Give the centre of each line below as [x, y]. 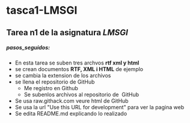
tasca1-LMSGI [42, 10]
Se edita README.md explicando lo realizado [71, 113]
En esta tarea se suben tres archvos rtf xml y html [77, 63]
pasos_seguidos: [28, 48]
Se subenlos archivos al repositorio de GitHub [81, 94]
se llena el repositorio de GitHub [55, 82]
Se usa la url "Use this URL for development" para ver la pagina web [100, 107]
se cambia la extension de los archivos [63, 75]
